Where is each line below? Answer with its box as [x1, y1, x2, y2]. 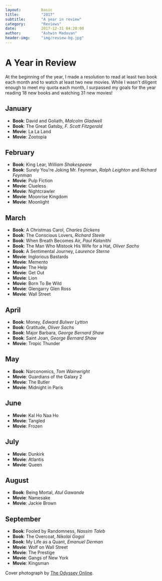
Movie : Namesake [12, 495, 51, 501]
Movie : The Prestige [12, 549, 55, 556]
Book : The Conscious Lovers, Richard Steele [12, 232, 105, 238]
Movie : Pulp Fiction [12, 178, 53, 184]
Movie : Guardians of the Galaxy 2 [12, 373, 82, 380]
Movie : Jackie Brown [12, 500, 57, 506]
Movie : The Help [12, 265, 48, 271]
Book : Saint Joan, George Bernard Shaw [12, 335, 97, 341]
